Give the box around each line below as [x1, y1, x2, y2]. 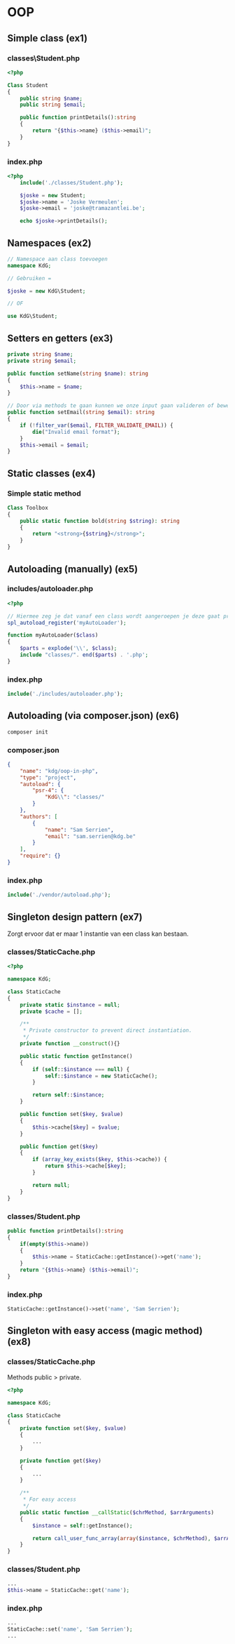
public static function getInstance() [20, 1052, 133, 1060]
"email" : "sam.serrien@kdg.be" [44, 833, 136, 840]
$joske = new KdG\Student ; [7, 287, 86, 295]
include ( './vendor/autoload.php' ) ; [7, 891, 111, 899]
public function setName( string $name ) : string [7, 370, 149, 377]
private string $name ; [7, 351, 73, 358]
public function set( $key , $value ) [20, 1111, 124, 1118]
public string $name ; [20, 95, 83, 102]
